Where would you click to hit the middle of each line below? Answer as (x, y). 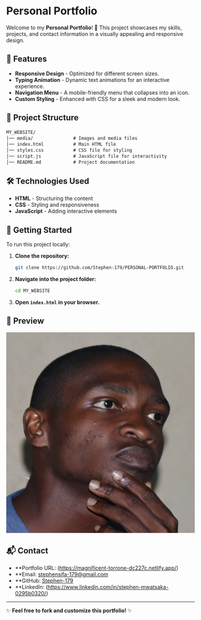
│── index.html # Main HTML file (61, 144)
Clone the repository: (42, 256)
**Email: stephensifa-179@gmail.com (62, 575)
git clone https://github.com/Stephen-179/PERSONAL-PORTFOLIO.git (99, 268)
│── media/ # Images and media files (72, 138)
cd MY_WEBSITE (32, 291)
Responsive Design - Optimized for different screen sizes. (87, 74)
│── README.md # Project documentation (71, 162)
